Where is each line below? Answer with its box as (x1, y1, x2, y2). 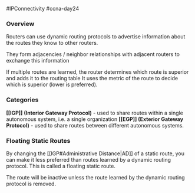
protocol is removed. (6, 180, 57, 187)
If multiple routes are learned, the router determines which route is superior (6, 68, 189, 76)
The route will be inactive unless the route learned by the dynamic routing (6, 174, 185, 181)
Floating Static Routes (6, 136, 71, 145)
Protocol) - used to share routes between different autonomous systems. (6, 122, 184, 129)
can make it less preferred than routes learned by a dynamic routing (6, 156, 171, 163)
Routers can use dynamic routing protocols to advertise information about (6, 33, 186, 40)
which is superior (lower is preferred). (6, 81, 98, 88)
